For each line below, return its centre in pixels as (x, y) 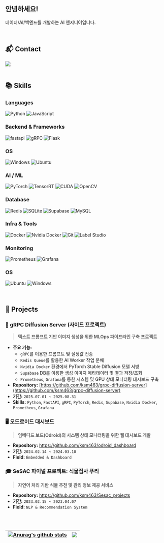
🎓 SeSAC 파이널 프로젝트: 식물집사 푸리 (52, 471)
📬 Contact (23, 49)
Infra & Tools (21, 224)
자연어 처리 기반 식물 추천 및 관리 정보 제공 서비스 (65, 485)
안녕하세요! (22, 9)
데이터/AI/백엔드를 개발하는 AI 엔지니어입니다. (51, 22)
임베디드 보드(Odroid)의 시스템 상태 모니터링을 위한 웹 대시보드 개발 (84, 435)
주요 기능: (22, 348)
